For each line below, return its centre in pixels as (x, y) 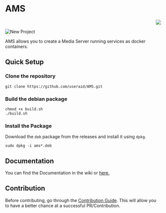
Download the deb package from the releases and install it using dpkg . (76, 137)
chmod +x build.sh (24, 109)
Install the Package (28, 126)
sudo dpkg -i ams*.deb (28, 146)
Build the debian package (36, 99)
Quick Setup (24, 62)
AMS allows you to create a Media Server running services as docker (75, 41)
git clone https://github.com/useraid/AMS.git (54, 86)
